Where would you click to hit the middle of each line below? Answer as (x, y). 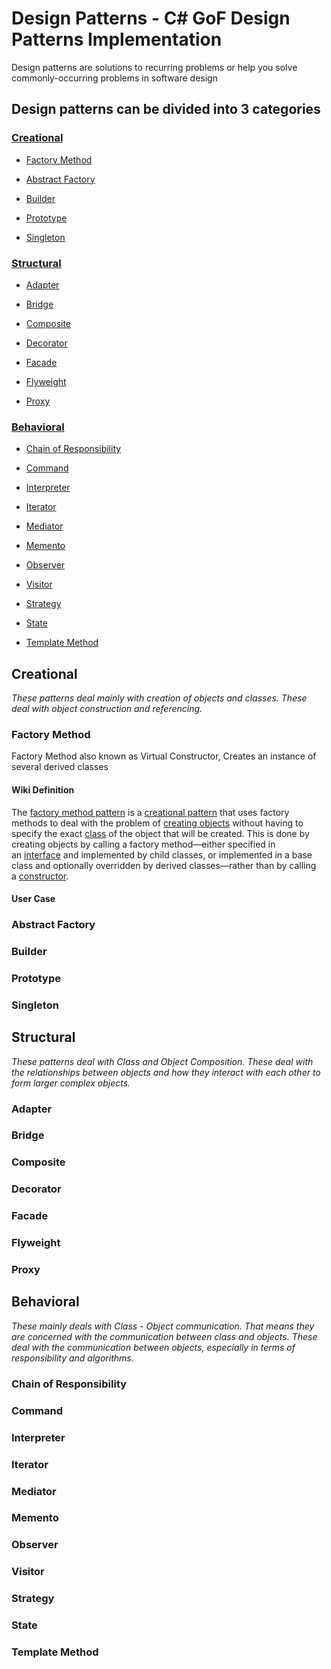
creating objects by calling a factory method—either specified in (143, 844)
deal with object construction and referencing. (107, 709)
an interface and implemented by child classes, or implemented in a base (162, 854)
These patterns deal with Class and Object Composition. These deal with (162, 1061)
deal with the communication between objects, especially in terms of (153, 1347)
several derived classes (60, 767)
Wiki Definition (43, 789)
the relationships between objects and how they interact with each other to (166, 1072)
